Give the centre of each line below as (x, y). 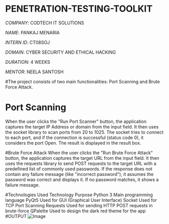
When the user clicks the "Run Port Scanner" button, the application (76, 121)
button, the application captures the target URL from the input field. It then (82, 158)
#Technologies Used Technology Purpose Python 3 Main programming (79, 195)
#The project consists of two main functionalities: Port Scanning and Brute (82, 81)
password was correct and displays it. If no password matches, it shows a (82, 180)
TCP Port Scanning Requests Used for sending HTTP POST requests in (79, 205)
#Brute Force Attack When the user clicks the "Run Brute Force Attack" (79, 153)
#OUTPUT (16, 216)
